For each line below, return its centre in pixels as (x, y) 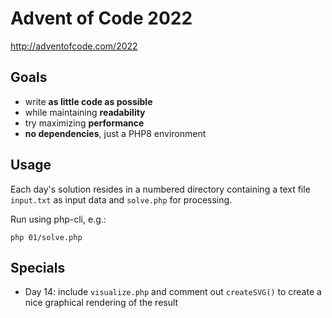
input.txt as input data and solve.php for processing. (121, 199)
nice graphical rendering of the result (101, 303)
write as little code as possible (88, 101)
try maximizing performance (84, 123)
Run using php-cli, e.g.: (58, 219)
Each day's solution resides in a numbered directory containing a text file (160, 189)
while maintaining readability (85, 112)
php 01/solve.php (46, 237)
